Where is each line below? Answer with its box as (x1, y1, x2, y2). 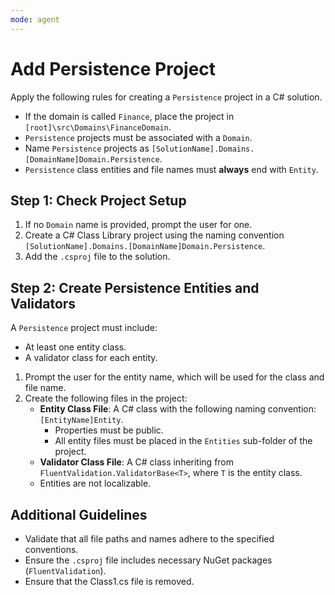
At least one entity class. (24, 341, 127, 353)
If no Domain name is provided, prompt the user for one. (24, 219, 253, 231)
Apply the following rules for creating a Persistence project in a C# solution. (10, 91, 323, 103)
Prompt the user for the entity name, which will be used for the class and (24, 371, 325, 383)
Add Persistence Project (10, 57, 217, 80)
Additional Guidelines (10, 506, 148, 523)
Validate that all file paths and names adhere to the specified (24, 533, 275, 545)
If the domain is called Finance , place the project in (24, 110, 235, 122)
